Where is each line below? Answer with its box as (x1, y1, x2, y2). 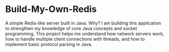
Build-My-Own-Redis (5, 3, 97, 15)
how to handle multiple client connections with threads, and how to (5, 36, 145, 42)
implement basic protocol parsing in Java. (5, 41, 93, 47)
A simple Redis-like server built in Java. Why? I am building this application (5, 20, 161, 26)
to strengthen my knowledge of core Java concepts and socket (5, 25, 138, 31)
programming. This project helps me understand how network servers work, (5, 30, 164, 36)
